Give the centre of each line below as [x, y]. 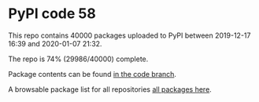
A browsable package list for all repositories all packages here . [110, 89]
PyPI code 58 [52, 14]
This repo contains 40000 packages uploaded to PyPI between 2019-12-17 [129, 35]
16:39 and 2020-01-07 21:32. [55, 43]
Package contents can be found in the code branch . [92, 74]
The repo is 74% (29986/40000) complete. [78, 59]
